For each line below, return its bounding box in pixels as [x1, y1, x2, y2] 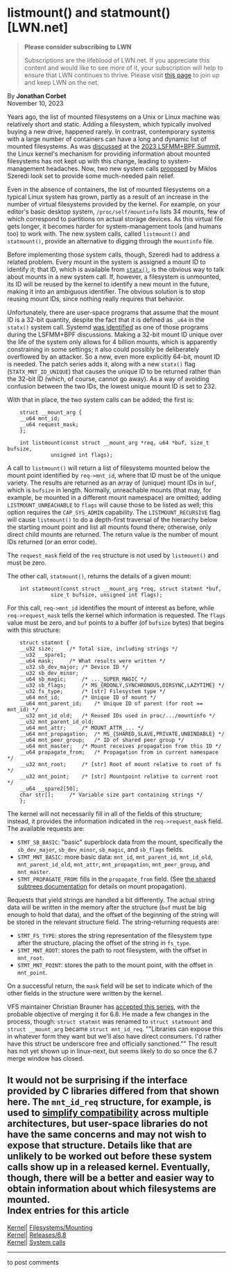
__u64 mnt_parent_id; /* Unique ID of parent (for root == [19, 700, 203, 707]
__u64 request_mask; [19, 421, 79, 428]
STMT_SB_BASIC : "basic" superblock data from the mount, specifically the [17, 838, 223, 846]
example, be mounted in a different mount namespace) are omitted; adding [7, 493, 222, 501]
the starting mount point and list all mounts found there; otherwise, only [7, 523, 212, 531]
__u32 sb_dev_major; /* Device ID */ [19, 663, 129, 670]
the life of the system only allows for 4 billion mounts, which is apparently [7, 337, 217, 346]
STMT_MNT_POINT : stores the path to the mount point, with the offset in [17, 961, 213, 969]
